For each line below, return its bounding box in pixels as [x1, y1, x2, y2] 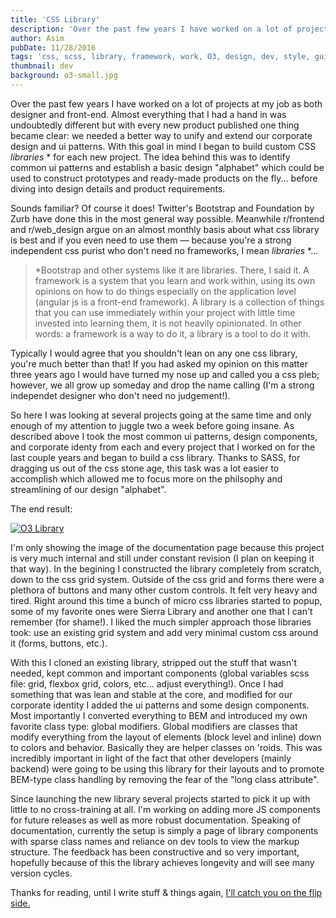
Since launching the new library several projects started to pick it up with [10, 792, 311, 805]
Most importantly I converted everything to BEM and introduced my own [10, 709, 308, 721]
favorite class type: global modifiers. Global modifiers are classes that [10, 720, 298, 732]
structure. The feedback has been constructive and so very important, [10, 846, 300, 858]
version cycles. [10, 867, 73, 879]
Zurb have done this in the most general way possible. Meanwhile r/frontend [10, 212, 325, 225]
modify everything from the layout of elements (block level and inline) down [10, 731, 322, 743]
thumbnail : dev [10, 61, 74, 71]
